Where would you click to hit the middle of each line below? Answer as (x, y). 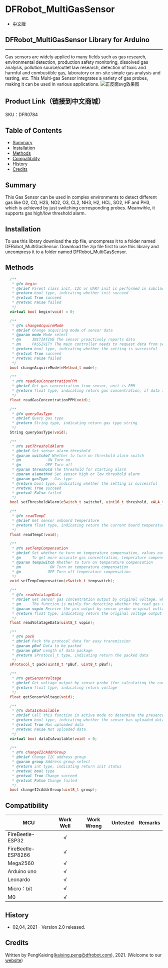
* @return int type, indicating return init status (67, 767)
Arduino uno (22, 872)
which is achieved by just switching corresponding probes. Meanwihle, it (80, 208)
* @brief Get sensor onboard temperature (55, 520)
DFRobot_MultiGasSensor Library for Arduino (77, 40)
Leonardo (19, 880)
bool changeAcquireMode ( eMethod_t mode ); (53, 368)
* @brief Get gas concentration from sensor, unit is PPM (73, 386)
